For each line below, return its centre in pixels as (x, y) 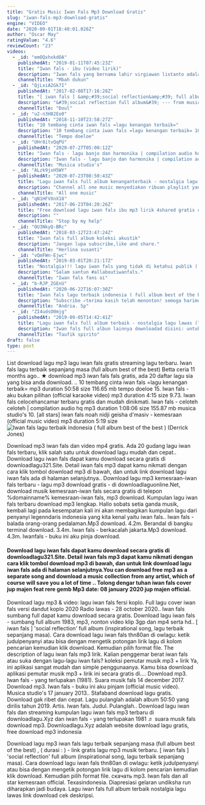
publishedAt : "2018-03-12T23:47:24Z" (66, 232)
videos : (17, 52)
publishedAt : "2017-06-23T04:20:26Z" (66, 204)
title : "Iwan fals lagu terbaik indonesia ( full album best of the (106, 295)
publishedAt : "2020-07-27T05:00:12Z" (66, 148)
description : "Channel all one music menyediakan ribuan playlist (104, 187)
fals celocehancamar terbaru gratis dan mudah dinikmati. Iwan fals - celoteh (102, 402)
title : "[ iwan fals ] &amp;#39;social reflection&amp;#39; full (102, 97)
